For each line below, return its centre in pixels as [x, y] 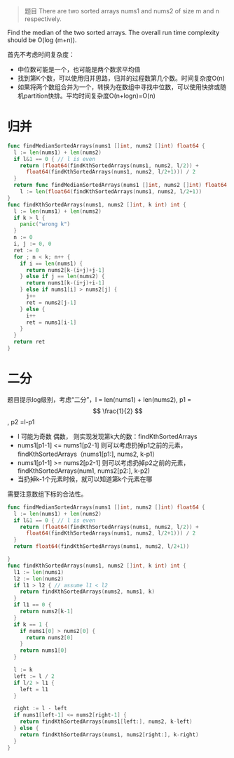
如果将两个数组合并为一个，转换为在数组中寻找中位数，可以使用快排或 [119, 87]
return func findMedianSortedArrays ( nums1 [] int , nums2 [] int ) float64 [121, 185]
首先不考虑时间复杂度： [41, 54]
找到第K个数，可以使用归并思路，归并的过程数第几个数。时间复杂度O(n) [121, 78]
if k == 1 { [31, 625]
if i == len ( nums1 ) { [51, 263]
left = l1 [34, 689]
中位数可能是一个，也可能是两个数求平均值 [79, 69]
